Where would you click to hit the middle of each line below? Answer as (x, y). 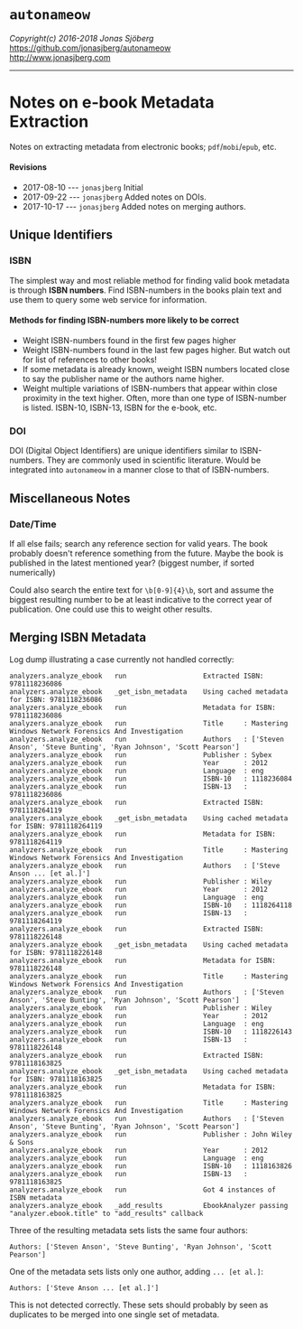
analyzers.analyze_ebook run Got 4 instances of (143, 1190)
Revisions (28, 167)
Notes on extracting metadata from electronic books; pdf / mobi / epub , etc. (143, 146)
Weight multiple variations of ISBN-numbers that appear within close (150, 388)
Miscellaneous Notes (70, 498)
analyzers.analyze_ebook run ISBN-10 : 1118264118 (151, 905)
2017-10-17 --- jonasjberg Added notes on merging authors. (134, 207)
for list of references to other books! (90, 360)
